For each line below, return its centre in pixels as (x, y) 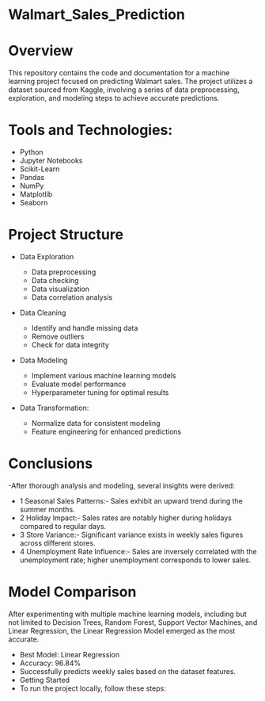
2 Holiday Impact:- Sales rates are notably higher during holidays (125, 518)
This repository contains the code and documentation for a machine (119, 73)
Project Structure (66, 235)
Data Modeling (44, 360)
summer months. (47, 509)
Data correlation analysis (72, 297)
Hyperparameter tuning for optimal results (100, 393)
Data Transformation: (54, 408)
